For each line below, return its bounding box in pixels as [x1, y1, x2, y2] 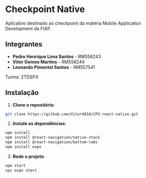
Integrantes [5, 40, 43, 49]
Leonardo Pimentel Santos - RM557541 [12, 64, 96, 70]
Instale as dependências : [12, 121, 66, 127]
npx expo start [5, 167, 37, 173]
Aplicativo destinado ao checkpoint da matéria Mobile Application [5, 20, 141, 26]
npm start [5, 163, 26, 168]
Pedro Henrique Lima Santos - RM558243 [12, 53, 102, 59]
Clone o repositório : [12, 102, 55, 108]
